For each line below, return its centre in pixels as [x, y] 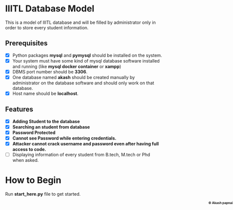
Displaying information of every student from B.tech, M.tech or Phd [81, 155]
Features [19, 109]
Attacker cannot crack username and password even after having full [86, 144]
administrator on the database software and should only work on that [83, 83]
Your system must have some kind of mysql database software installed [86, 61]
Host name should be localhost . [45, 93]
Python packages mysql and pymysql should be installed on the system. [87, 55]
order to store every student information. [47, 27]
